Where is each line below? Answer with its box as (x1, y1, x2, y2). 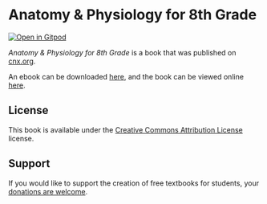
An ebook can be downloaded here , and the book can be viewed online (8, 71, 245, 81)
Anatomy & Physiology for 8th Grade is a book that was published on (8, 47, 237, 57)
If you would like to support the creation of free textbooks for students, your (8, 178, 259, 188)
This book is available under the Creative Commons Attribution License (8, 124, 243, 134)
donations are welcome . (8, 186, 88, 196)
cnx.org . (8, 56, 36, 66)
